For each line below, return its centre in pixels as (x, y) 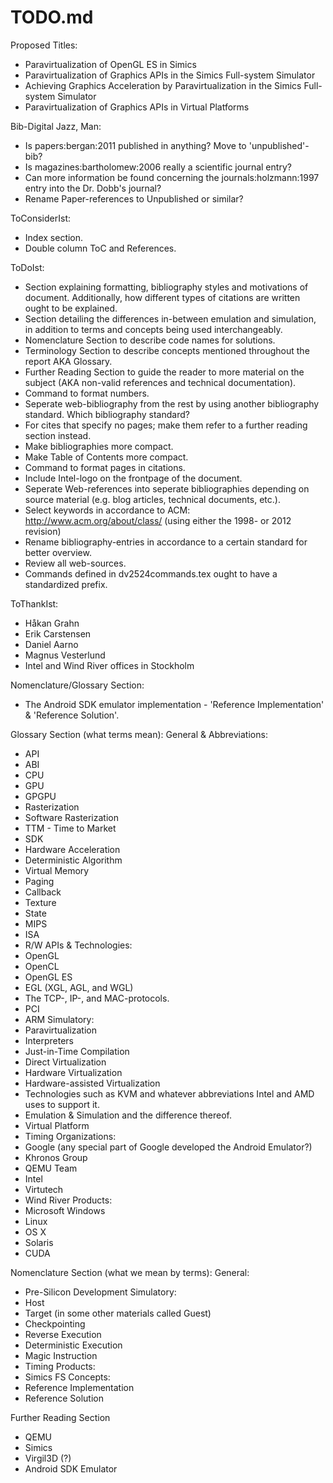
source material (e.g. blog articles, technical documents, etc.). (152, 499)
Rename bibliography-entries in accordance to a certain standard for (166, 542)
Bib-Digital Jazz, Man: (56, 126)
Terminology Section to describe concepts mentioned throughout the (167, 350)
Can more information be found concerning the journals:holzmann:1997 (172, 177)
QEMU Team (51, 1168)
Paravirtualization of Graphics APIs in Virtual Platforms (137, 107)
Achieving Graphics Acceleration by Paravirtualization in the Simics (163, 85)
